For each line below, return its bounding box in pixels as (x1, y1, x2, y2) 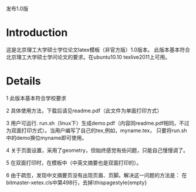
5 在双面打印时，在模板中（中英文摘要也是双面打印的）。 (6, 159, 142, 166)
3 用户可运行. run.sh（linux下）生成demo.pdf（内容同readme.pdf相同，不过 (6, 119, 190, 126)
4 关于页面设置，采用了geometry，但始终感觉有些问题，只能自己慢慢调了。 (6, 146, 189, 154)
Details (6, 75, 41, 88)
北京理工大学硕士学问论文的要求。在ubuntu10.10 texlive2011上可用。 (6, 53, 170, 60)
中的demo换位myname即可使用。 (6, 134, 87, 141)
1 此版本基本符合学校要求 (6, 95, 66, 102)
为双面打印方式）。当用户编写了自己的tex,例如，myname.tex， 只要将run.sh (6, 127, 187, 134)
